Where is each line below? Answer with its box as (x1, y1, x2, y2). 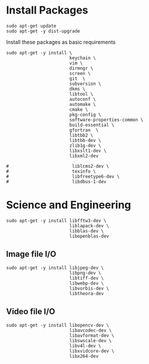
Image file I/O (6, 249, 57, 259)
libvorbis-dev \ (69, 285, 110, 292)
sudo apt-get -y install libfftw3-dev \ (6, 217, 107, 224)
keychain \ (69, 55, 96, 61)
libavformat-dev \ (69, 332, 115, 339)
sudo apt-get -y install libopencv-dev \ (6, 322, 110, 328)
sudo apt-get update (6, 23, 57, 29)
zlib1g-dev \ (69, 143, 101, 148)
